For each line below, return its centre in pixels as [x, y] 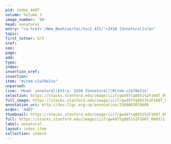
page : [11, 53]
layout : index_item [26, 129]
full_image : [18, 100]
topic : [12, 34]
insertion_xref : [22, 72]
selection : [17, 95]
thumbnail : [17, 115]
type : [11, 62]
